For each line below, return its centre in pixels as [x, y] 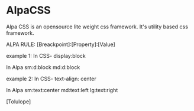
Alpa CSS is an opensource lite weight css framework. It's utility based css [97, 27]
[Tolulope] [19, 102]
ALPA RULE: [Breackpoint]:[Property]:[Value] [61, 44]
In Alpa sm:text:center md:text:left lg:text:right [62, 90]
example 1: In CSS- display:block [46, 56]
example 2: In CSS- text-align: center [51, 79]
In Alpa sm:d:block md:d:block [43, 67]
